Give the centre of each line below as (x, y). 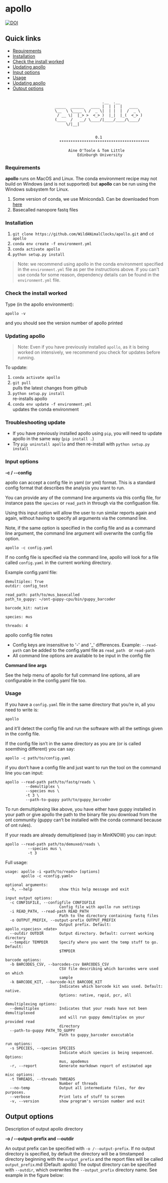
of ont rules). (19, 825)
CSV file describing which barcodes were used (109, 969)
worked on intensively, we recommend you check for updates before (89, 352)
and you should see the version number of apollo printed (64, 323)
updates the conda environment (46, 409)
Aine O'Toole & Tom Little (96, 150)
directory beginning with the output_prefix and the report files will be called (84, 1159)
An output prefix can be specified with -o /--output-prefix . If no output (80, 1148)
